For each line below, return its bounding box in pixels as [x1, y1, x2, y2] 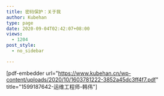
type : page [6, 20, 34, 26]
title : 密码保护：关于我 [6, 8, 61, 15]
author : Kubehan [6, 14, 47, 20]
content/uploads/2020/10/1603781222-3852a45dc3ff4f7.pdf [6, 76, 156, 83]
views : [6, 31, 23, 37]
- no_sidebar [11, 48, 44, 54]
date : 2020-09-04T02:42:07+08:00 [6, 25, 90, 32]
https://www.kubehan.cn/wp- [58, 70, 131, 77]
